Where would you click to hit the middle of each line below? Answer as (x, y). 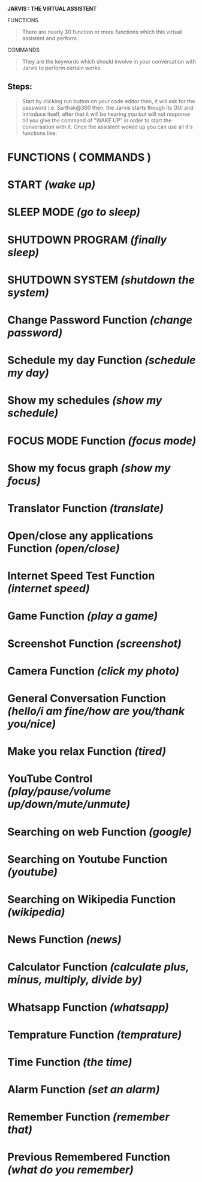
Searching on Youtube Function (88, 859)
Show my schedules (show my (85, 400)
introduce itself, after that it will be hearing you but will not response (106, 114)
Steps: (20, 87)
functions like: (39, 133)
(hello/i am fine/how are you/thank (96, 711)
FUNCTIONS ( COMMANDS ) (79, 157)
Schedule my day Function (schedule (102, 360)
